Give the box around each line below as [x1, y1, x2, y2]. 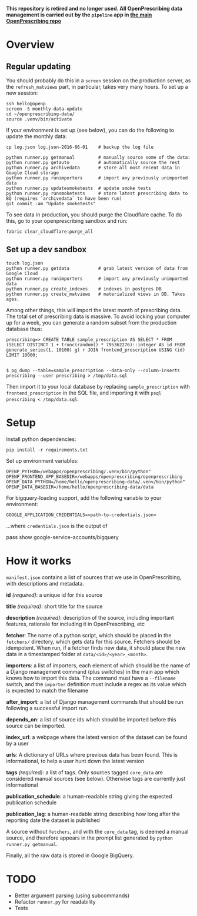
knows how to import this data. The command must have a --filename [6, 674, 176, 681]
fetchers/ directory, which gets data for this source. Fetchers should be [6, 638, 181, 645]
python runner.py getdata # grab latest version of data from [6, 265, 188, 271]
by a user [6, 740, 29, 747]
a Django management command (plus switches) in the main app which [6, 668, 179, 675]
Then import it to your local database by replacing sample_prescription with [6, 383, 190, 390]
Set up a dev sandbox [6, 245, 87, 255]
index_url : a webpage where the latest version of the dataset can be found [6, 733, 188, 740]
